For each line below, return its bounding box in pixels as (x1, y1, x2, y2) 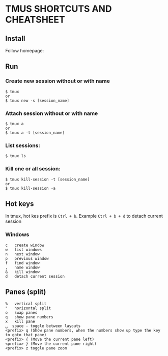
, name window (5, 265, 40, 270)
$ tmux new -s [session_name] (5, 98, 70, 103)
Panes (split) (5, 288, 46, 296)
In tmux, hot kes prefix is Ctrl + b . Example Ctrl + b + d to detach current (5, 213, 163, 219)
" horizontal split (5, 306, 51, 311)
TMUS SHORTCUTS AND (5, 3, 112, 15)
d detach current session (5, 274, 65, 279)
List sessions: (5, 142, 41, 149)
